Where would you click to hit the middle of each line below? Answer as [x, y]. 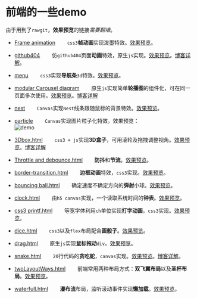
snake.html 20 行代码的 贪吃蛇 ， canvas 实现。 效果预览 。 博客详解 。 [99, 256]
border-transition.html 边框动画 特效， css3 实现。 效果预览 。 [91, 172]
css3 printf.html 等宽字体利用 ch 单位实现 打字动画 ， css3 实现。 [94, 210]
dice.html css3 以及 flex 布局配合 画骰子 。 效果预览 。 [81, 231]
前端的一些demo [46, 12]
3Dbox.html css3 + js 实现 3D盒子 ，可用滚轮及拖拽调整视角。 [94, 139]
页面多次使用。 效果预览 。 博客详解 [56, 95]
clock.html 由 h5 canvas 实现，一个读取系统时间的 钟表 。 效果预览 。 [100, 198]
